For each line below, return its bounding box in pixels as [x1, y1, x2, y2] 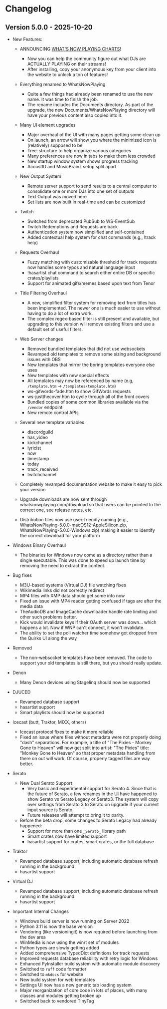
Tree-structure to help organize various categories [27, 148, 131, 153]
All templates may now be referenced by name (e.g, [27, 378, 134, 384]
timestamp [27, 456, 49, 461]
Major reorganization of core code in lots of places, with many [19, 987, 148, 993]
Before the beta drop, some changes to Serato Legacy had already [19, 817, 157, 823]
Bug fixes [12, 572, 32, 578]
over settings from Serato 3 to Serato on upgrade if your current [27, 802, 159, 807]
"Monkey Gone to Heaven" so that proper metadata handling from [19, 750, 156, 756]
